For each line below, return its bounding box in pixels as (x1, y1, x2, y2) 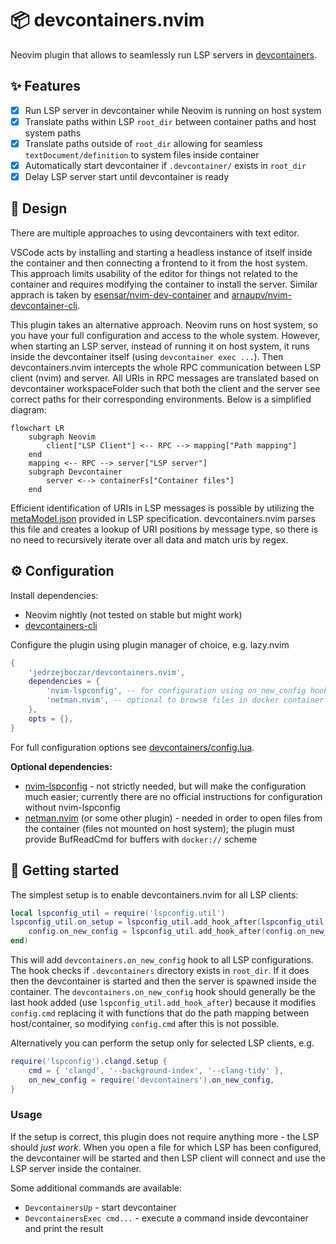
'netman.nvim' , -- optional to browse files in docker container (46, 695, 325, 706)
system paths (24, 127, 82, 139)
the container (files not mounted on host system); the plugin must (24, 822, 295, 834)
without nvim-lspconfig (24, 801, 121, 813)
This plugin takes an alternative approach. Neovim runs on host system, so (10, 318, 318, 331)
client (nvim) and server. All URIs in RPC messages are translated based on (10, 372, 320, 384)
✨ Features (10, 78, 81, 95)
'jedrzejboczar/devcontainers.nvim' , (28, 667, 186, 677)
